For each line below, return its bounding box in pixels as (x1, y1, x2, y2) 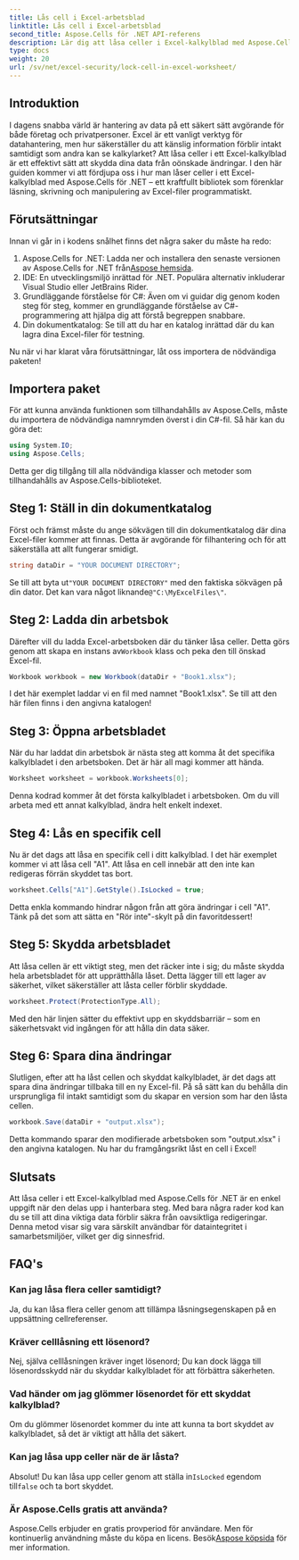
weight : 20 (9, 54, 50, 63)
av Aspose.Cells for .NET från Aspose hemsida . (21, 262, 194, 273)
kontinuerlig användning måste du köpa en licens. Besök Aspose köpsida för (9, 1532, 287, 1543)
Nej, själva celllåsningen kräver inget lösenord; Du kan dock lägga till (9, 1356, 262, 1366)
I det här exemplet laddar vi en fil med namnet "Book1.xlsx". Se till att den (9, 688, 278, 699)
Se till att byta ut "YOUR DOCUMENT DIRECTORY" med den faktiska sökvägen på (9, 577, 283, 587)
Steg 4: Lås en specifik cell (9, 826, 162, 841)
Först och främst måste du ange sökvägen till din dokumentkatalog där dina (9, 524, 287, 535)
